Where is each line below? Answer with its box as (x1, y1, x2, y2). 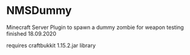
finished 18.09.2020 (6, 30, 57, 37)
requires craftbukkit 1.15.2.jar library (6, 42, 96, 49)
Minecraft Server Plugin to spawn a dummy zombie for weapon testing (6, 24, 185, 31)
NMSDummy (6, 4, 72, 18)
